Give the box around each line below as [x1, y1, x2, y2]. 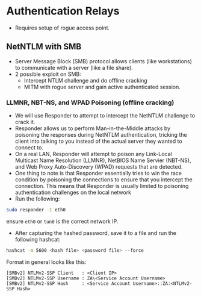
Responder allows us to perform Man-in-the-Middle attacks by [14, 125, 170, 132]
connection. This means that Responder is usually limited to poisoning [14, 183, 189, 190]
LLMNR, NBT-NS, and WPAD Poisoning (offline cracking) [6, 98, 175, 107]
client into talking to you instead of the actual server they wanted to [14, 137, 182, 145]
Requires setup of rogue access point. [14, 24, 110, 31]
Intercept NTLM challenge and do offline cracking [23, 77, 147, 84]
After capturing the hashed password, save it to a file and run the [14, 229, 176, 236]
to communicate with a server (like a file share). [14, 64, 134, 71]
